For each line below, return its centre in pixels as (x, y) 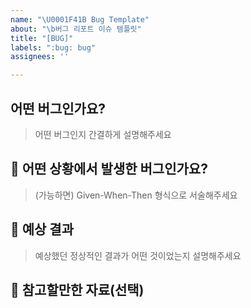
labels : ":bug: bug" (53, 47)
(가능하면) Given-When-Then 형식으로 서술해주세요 (136, 195)
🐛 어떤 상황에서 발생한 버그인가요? (109, 169)
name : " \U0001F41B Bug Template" (80, 19)
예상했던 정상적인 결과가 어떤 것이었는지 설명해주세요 (138, 255)
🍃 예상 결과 (42, 229)
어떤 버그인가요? (58, 108)
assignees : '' (40, 57)
